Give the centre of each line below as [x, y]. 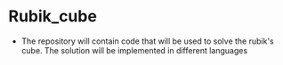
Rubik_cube [53, 16]
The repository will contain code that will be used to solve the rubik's [147, 41]
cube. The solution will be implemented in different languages [134, 50]
